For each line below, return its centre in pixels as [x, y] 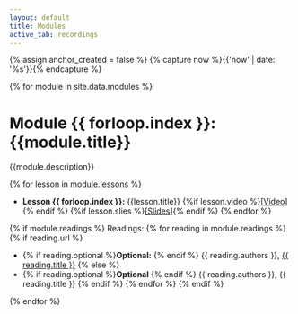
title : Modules [38, 26]
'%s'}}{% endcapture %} [56, 69]
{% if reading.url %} [46, 238]
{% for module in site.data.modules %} [81, 87]
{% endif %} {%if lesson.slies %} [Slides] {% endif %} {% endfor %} [147, 211]
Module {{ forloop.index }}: [113, 123]
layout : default [39, 17]
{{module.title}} [70, 142]
